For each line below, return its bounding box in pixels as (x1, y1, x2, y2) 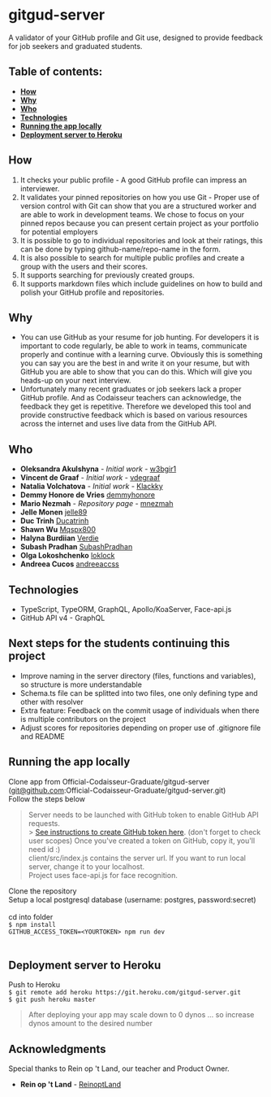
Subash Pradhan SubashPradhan (19, 542, 133, 552)
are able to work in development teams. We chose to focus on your (19, 209, 245, 219)
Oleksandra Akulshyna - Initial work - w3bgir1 (19, 464, 177, 474)
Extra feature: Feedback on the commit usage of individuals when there (19, 706, 260, 715)
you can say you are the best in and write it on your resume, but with (19, 358, 250, 368)
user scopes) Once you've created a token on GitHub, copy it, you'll (28, 836, 256, 846)
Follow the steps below (8, 793, 85, 803)
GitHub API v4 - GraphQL (19, 613, 105, 623)
